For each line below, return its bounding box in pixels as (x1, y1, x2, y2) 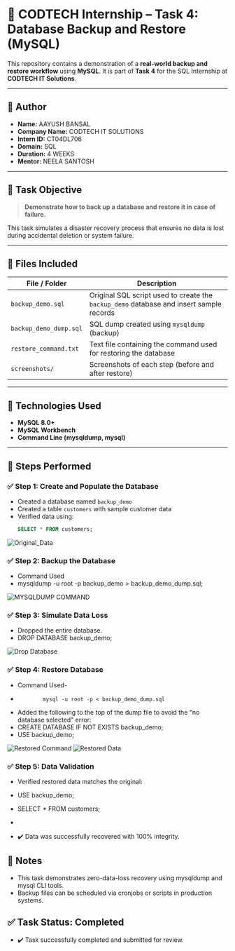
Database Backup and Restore (7, 21, 187, 37)
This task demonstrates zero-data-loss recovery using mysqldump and (17, 873, 222, 882)
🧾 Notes (7, 855, 43, 867)
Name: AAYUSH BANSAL (17, 119, 91, 128)
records (89, 308, 115, 318)
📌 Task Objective (7, 184, 83, 196)
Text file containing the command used (89, 339, 218, 349)
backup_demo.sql (10, 300, 65, 308)
